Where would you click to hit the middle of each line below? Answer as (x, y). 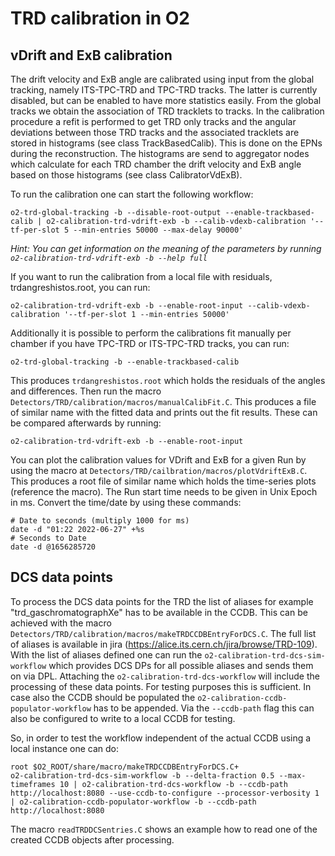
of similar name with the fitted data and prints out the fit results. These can (164, 412)
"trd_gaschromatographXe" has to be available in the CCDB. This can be (159, 612)
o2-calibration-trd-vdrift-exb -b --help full (109, 258)
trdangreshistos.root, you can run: (80, 287)
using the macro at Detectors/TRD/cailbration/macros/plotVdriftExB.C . (159, 470)
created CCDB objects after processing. (92, 839)
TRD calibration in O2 (100, 18)
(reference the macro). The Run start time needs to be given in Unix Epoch (164, 491)
